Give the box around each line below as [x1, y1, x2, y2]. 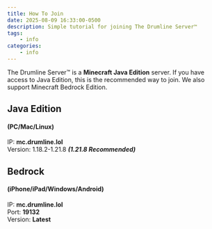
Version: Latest [7, 215, 51, 223]
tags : [7, 29, 23, 37]
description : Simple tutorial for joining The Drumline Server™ [7, 23, 197, 30]
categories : [7, 42, 42, 49]
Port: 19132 [7, 208, 40, 216]
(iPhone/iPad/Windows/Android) [7, 185, 104, 194]
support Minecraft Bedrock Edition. [7, 83, 108, 91]
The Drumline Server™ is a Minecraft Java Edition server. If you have [7, 68, 205, 77]
